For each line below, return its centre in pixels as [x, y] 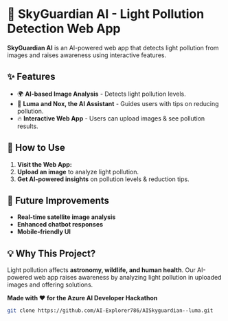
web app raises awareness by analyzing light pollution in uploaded [127, 278]
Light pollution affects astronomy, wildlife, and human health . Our [101, 270]
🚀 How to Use [36, 148]
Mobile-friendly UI [44, 232]
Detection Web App [64, 29]
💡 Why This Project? [52, 253]
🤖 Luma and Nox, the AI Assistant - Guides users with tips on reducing [118, 103]
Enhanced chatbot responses [60, 225]
